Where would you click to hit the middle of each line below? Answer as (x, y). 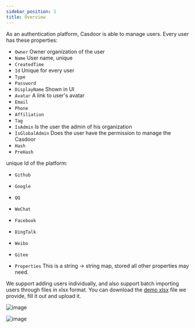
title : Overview (26, 17)
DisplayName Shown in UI (44, 89)
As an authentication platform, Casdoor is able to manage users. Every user (97, 34)
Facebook (25, 221)
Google (23, 186)
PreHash (24, 152)
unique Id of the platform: (37, 163)
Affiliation (29, 115)
